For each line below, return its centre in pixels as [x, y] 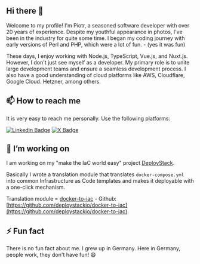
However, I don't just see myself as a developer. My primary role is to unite [98, 62]
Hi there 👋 [25, 11]
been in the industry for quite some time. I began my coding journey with [96, 38]
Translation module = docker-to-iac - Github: [61, 199]
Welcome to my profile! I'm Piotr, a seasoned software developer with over [98, 25]
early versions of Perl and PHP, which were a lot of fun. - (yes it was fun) [96, 44]
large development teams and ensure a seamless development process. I [96, 69]
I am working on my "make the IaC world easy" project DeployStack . [90, 163]
